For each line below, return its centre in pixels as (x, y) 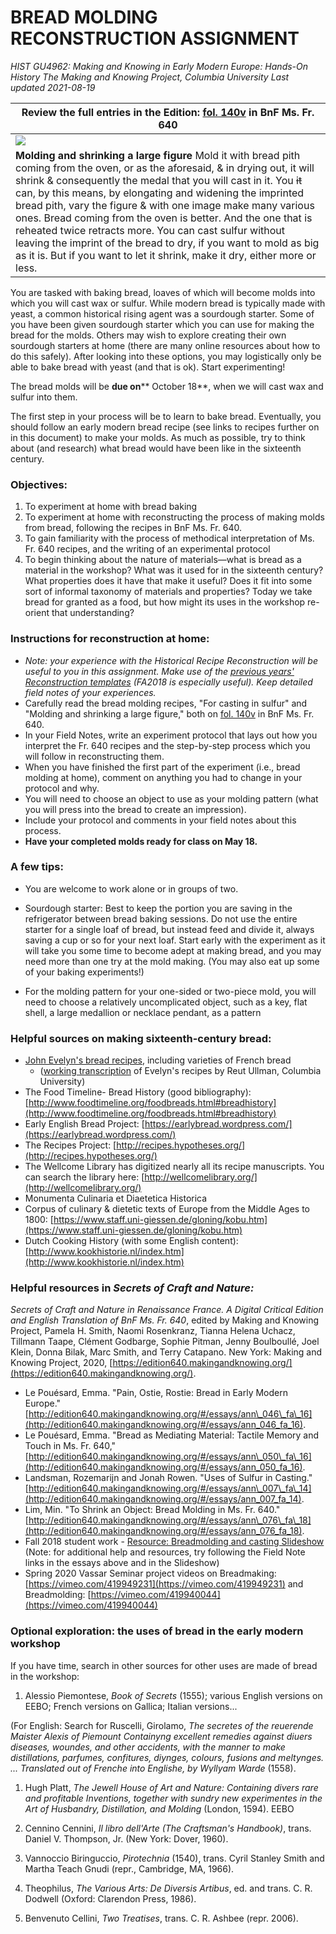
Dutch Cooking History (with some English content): (131, 1241)
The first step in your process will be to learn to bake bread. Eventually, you (166, 416)
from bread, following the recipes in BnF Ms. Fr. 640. (133, 528)
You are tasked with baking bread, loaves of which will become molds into (163, 292)
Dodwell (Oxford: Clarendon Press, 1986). (110, 1898)
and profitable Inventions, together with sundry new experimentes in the (173, 1798)
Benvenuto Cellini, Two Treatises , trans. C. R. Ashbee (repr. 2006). (161, 1918)
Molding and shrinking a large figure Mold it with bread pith (158, 155)
